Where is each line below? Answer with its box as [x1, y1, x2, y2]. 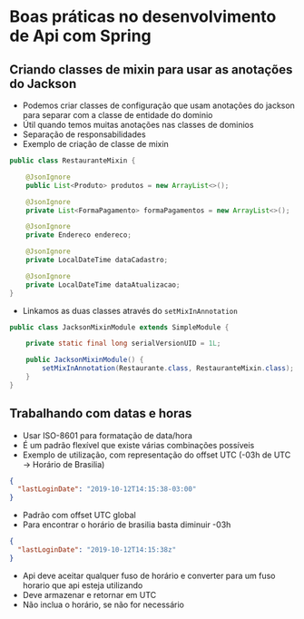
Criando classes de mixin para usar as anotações [9, 62, 293, 77]
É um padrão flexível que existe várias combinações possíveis [22, 439, 255, 450]
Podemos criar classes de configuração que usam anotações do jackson [22, 100, 295, 111]
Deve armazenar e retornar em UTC [22, 589, 157, 600]
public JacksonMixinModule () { [25, 356, 144, 365]
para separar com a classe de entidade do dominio [22, 110, 213, 120]
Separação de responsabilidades [22, 129, 147, 140]
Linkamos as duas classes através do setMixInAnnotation [22, 305, 238, 316]
